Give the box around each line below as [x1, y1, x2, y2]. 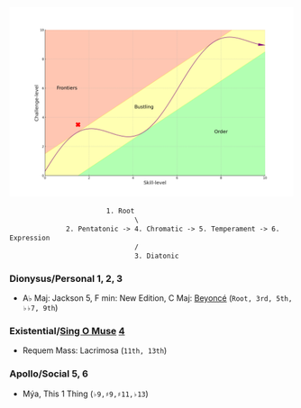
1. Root [105, 206, 135, 215]
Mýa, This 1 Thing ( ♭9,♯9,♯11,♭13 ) [22, 388, 149, 399]
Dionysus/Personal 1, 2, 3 [9, 272, 123, 285]
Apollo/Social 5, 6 [9, 367, 88, 380]
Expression [9, 233, 50, 242]
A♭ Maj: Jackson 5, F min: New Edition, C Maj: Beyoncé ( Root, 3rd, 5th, [22, 292, 293, 304]
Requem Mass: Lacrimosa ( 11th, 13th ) [22, 345, 168, 356]
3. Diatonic [133, 251, 179, 260]
